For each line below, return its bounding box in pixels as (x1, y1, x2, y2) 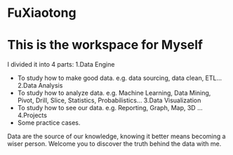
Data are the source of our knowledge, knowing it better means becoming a (7, 132, 226, 141)
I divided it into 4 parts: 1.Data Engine (7, 60, 115, 69)
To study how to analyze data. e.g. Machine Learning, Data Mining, (17, 89, 211, 97)
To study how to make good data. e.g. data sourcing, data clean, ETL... (17, 74, 222, 82)
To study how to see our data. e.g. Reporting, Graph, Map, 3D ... (17, 104, 204, 112)
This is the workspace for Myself (7, 37, 204, 53)
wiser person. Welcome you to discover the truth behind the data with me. (7, 140, 222, 148)
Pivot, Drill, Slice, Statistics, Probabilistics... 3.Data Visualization (17, 96, 201, 105)
